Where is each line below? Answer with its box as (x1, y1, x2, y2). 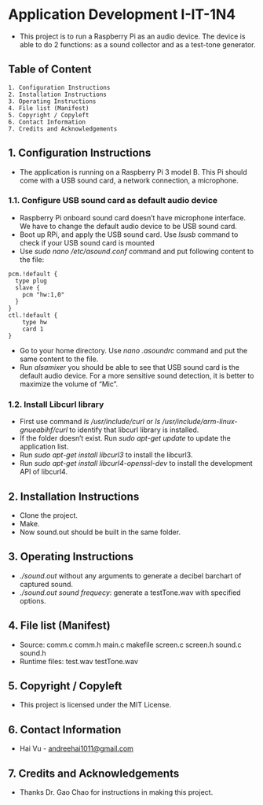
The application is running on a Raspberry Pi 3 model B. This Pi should (19, 167, 247, 176)
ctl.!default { (8, 311, 58, 319)
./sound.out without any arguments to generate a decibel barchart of (19, 571, 242, 580)
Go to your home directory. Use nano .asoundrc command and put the (19, 345, 248, 355)
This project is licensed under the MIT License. (19, 700, 172, 710)
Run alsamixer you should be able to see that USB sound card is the (19, 362, 239, 371)
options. (19, 596, 46, 605)
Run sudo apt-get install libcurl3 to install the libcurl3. (19, 450, 193, 460)
